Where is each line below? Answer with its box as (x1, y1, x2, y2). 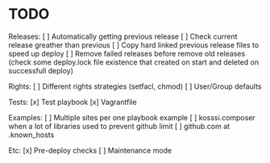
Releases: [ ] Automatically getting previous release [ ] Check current (8, 31, 238, 41)
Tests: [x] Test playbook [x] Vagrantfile (8, 97, 137, 107)
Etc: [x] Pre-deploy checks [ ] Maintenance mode (8, 145, 172, 155)
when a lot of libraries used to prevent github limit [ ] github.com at (8, 121, 231, 131)
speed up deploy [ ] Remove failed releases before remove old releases (8, 48, 246, 58)
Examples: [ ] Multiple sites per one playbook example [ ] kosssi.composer (8, 112, 255, 122)
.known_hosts (8, 130, 55, 140)
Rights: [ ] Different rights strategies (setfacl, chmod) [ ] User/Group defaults (8, 81, 262, 91)
